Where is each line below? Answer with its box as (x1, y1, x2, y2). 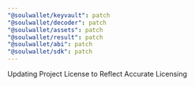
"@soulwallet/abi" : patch (7, 41, 92, 48)
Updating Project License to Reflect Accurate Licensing (7, 70, 187, 78)
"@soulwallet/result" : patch (7, 33, 103, 41)
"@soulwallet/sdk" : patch (7, 48, 92, 56)
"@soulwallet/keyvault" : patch (7, 11, 111, 20)
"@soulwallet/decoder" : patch (7, 19, 107, 27)
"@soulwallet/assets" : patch (7, 26, 103, 34)
